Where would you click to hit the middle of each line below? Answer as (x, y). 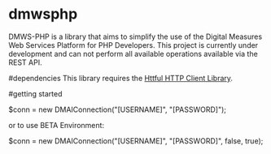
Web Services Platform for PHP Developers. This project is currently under (133, 45)
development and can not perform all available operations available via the (133, 53)
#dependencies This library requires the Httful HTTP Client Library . (121, 78)
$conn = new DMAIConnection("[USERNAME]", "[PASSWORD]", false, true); (136, 141)
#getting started (35, 93)
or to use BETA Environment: (56, 125)
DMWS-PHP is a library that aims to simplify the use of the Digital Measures (135, 36)
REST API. (25, 62)
